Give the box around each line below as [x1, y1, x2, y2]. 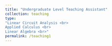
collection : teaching [5, 11, 49, 16]
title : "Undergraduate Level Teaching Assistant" [5, 7, 108, 12]
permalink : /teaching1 [5, 34, 51, 39]
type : [5, 16, 16, 21]
